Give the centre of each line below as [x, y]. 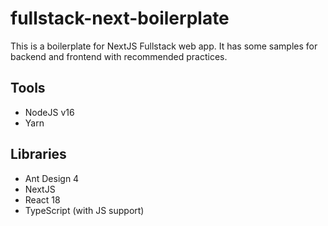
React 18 [42, 199]
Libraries [38, 154]
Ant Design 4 [52, 178]
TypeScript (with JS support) [84, 210]
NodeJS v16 [49, 112]
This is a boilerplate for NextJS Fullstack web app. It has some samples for [164, 46]
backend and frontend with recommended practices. [119, 56]
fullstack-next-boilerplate [120, 18]
